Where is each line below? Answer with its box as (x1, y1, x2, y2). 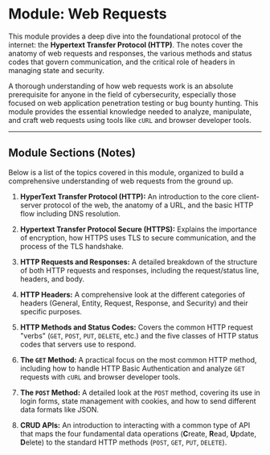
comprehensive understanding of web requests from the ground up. (8, 176, 234, 186)
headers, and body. (19, 274, 85, 284)
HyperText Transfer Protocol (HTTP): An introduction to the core (19, 191, 237, 201)
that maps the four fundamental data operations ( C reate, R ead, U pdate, (19, 428, 257, 438)
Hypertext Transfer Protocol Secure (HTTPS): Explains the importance (19, 224, 257, 234)
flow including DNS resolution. (19, 208, 121, 218)
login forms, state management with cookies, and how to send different (19, 396, 256, 406)
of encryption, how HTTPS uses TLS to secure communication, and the (19, 232, 256, 242)
